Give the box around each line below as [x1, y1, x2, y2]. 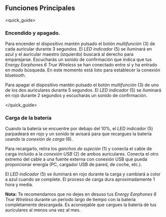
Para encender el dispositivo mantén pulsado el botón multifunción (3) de [5, 41, 155, 47]
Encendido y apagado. [5, 29, 60, 36]
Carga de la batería [5, 114, 52, 121]
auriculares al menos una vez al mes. [5, 207, 81, 213]
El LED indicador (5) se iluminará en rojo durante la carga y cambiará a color [5, 171, 161, 177]
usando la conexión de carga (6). [5, 136, 73, 142]
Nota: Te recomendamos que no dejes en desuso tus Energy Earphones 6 [5, 191, 157, 197]
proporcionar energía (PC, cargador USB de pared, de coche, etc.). [5, 162, 142, 167]
